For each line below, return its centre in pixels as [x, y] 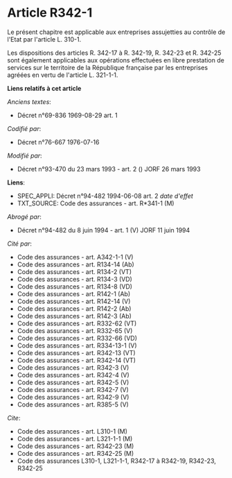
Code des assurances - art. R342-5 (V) [73, 382]
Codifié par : [24, 128]
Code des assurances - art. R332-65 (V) [75, 330]
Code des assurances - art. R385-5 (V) [73, 404]
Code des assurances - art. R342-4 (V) [73, 375]
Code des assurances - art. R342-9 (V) [73, 397]
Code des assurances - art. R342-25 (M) [75, 453]
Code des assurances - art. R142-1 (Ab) [74, 293]
